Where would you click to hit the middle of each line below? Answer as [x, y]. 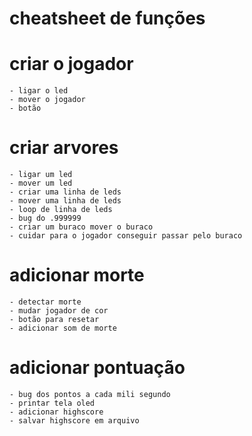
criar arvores [64, 148]
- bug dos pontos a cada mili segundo [90, 394]
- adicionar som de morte [63, 328]
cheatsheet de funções [107, 18]
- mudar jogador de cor [59, 311]
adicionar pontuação [97, 368]
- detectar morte [45, 302]
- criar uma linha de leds [65, 192]
